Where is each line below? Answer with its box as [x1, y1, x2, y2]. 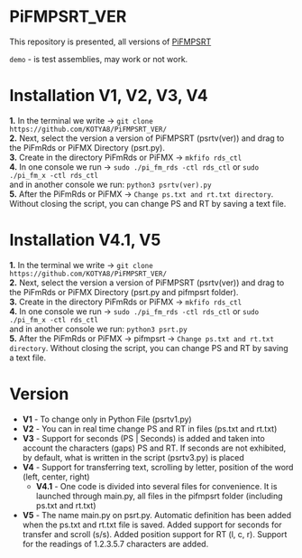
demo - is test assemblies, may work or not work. [9, 53, 188, 64]
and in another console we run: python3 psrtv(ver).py [9, 179, 212, 190]
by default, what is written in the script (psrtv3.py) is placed [22, 451, 245, 462]
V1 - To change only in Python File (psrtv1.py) [22, 414, 192, 424]
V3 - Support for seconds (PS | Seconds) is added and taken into [22, 432, 266, 443]
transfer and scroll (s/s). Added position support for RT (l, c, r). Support [22, 528, 288, 539]
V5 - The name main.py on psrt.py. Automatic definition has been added [22, 509, 291, 520]
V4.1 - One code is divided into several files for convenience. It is [35, 480, 278, 491]
